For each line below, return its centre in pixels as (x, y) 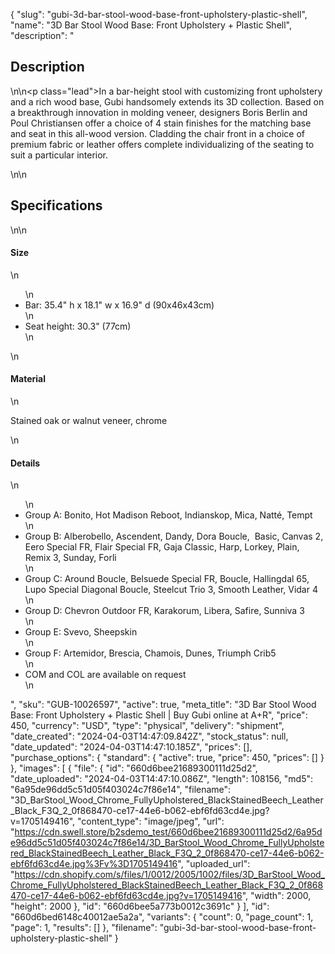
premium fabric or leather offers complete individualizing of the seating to (162, 144)
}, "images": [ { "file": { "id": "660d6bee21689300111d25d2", (134, 768)
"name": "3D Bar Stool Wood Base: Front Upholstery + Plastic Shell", (151, 25)
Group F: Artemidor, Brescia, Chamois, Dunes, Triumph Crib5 (150, 653)
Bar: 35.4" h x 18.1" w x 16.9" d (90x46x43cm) (119, 305)
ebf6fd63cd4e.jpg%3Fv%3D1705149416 (94, 864)
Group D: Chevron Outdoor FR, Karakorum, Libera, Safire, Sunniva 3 (164, 611)
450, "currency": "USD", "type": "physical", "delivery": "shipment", (147, 726)
